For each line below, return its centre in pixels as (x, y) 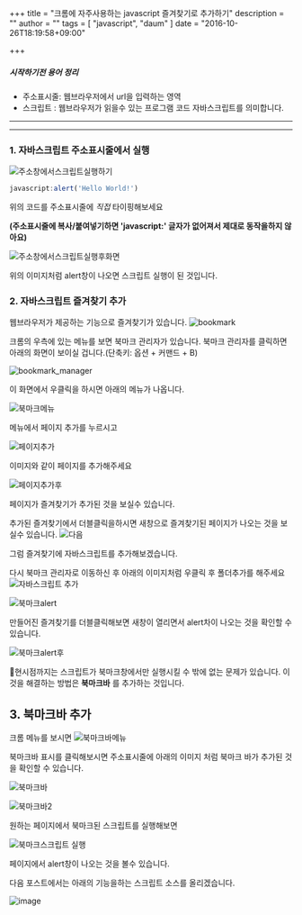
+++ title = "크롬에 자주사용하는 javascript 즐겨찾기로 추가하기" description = (147, 13)
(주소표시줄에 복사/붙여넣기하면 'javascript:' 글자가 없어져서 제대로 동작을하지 (146, 226)
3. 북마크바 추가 (50, 714)
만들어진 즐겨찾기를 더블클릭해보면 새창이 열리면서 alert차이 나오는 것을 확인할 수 (151, 622)
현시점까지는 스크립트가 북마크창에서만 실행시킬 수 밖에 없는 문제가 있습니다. (145, 672)
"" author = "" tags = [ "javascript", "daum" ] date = (104, 23)
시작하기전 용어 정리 (44, 72)
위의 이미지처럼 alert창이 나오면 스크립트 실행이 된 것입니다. (114, 276)
